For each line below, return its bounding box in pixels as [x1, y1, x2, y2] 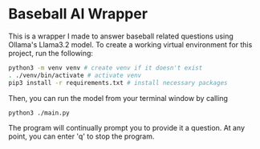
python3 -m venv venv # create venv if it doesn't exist [8, 63, 203, 72]
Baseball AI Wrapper [8, 5, 148, 23]
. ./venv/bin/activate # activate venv [8, 71, 142, 79]
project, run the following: [8, 48, 94, 58]
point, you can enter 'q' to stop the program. [8, 131, 155, 141]
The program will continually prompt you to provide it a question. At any [8, 123, 246, 133]
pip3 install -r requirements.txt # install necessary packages [8, 79, 228, 87]
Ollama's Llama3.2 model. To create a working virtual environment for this [8, 39, 253, 49]
